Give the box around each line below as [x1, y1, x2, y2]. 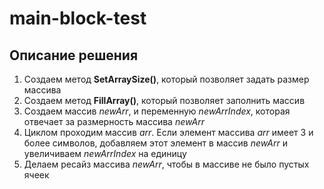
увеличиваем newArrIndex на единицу [23, 148, 187, 159]
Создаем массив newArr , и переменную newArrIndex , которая [23, 105, 291, 117]
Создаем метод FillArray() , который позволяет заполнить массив [23, 95, 306, 106]
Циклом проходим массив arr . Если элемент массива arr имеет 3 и [23, 127, 314, 138]
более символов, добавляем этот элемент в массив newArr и [23, 137, 288, 149]
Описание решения [9, 47, 139, 64]
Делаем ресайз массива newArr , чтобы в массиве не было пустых [23, 158, 310, 170]
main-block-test [9, 7, 147, 30]
